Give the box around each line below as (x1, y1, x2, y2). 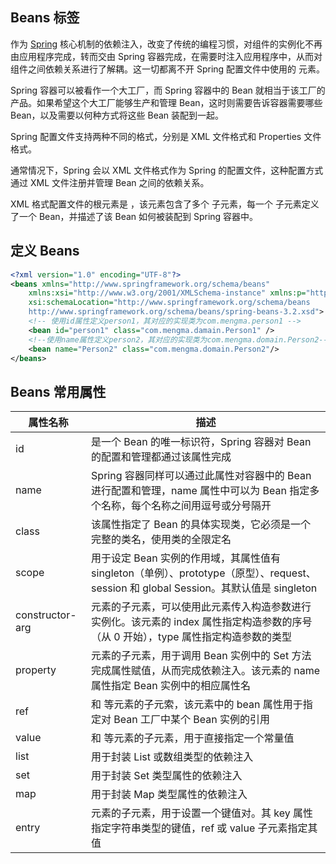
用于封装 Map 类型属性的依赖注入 (91, 788, 248, 802)
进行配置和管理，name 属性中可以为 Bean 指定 (91, 484, 310, 498)
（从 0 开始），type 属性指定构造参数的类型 (91, 630, 292, 644)
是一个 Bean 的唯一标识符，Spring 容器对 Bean (91, 435, 312, 449)
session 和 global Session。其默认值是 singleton (91, 581, 318, 595)
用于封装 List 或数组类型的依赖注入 (91, 750, 254, 764)
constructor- (15, 608, 77, 622)
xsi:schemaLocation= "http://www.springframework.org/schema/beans (28, 298, 311, 308)
